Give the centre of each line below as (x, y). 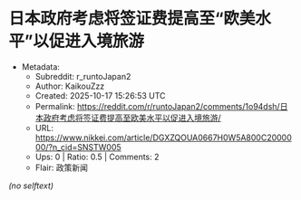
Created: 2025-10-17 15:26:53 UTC (100, 95)
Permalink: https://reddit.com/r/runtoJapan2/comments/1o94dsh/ (157, 106)
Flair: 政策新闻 (61, 167)
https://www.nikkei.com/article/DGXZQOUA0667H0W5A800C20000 (163, 138)
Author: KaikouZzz (70, 86)
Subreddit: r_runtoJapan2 (83, 76)
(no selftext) (31, 186)
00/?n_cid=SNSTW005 (78, 147)
